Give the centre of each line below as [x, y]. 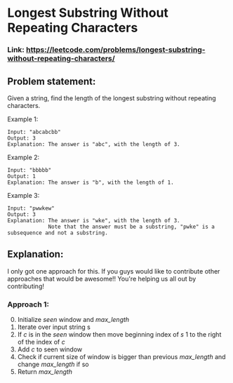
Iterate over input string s [54, 327]
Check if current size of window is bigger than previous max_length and [121, 357]
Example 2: [24, 157]
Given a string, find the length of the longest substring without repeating [112, 98]
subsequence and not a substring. [58, 233]
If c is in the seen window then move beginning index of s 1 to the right [119, 335]
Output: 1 [22, 176]
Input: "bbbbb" [29, 170]
